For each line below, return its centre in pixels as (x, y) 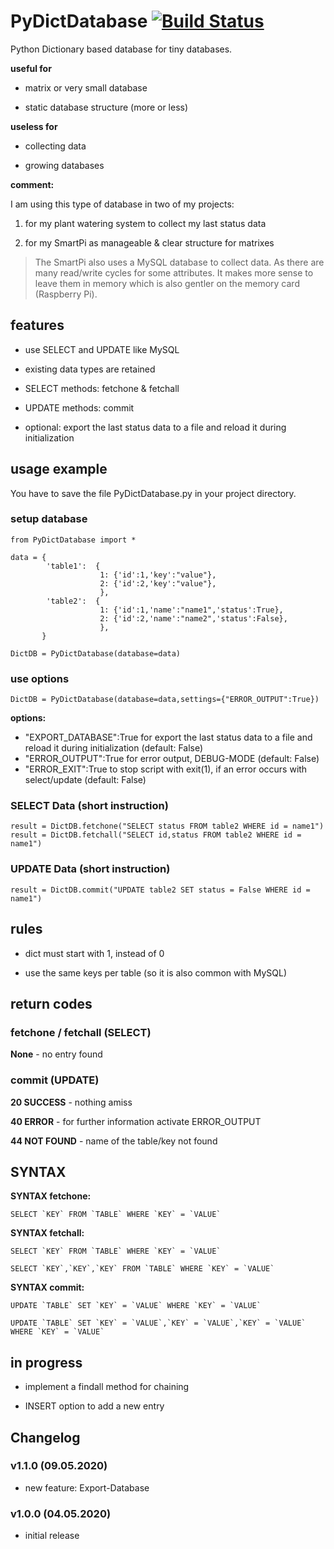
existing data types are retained (90, 369)
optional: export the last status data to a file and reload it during (155, 427)
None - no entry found (56, 1054)
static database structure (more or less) (106, 107)
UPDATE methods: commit (79, 407)
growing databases (64, 165)
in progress (46, 1362)
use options (40, 678)
